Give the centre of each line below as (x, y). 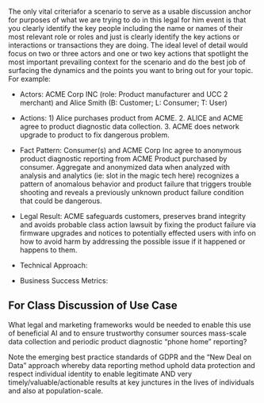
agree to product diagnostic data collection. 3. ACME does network (130, 127)
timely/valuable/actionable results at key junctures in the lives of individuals (132, 382)
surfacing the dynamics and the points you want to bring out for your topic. (131, 70)
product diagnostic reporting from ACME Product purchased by (123, 159)
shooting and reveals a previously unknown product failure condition (132, 192)
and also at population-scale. (56, 390)
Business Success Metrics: (64, 280)
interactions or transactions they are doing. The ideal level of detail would (128, 45)
